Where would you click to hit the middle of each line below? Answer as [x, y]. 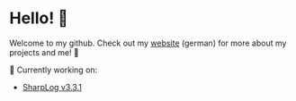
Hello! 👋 [39, 18]
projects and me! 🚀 [44, 52]
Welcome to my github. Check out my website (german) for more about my [148, 43]
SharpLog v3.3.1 [52, 87]
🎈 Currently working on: [54, 70]
